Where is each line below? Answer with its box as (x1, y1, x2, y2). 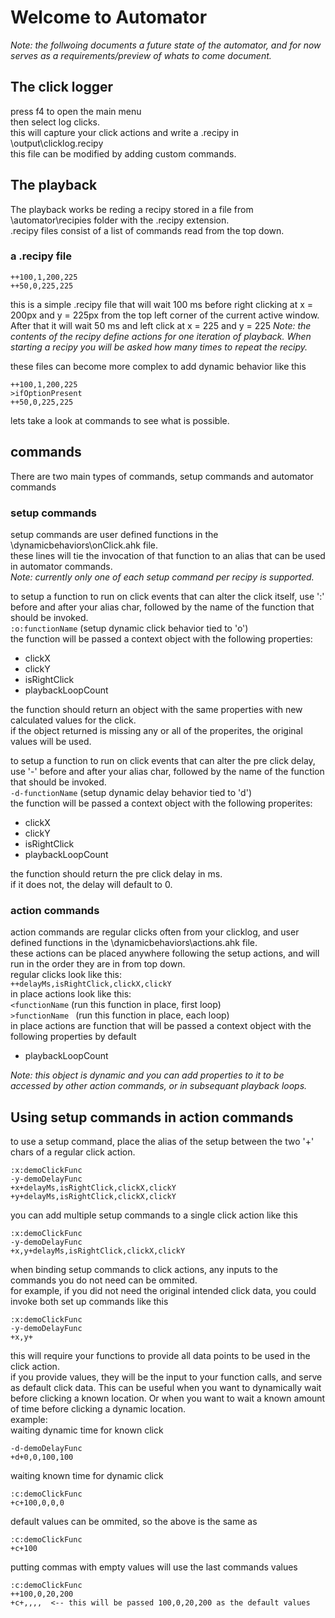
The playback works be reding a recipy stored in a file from (10, 203, 254, 215)
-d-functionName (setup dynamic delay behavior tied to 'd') (10, 786, 252, 798)
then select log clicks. (10, 116, 101, 128)
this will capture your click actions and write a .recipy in (10, 126, 240, 138)
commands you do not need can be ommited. (10, 1274, 198, 1286)
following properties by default (10, 1031, 137, 1043)
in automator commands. (10, 560, 113, 572)
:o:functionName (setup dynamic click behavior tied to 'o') (10, 622, 249, 634)
